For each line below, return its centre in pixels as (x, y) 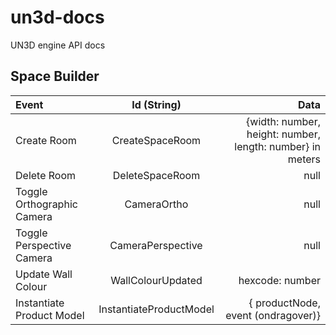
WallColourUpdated (156, 280)
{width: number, (283, 121)
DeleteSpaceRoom (156, 175)
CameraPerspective (156, 245)
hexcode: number (279, 280)
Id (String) (156, 104)
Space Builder (55, 76)
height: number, (283, 134)
